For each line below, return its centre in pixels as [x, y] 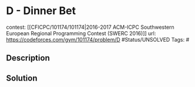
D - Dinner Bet [41, 11]
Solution [22, 78]
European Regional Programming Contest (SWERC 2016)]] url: [81, 33]
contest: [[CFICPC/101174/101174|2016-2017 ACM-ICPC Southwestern [90, 27]
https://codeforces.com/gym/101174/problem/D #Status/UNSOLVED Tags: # [98, 39]
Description [28, 58]
